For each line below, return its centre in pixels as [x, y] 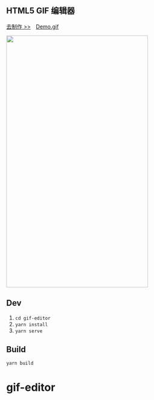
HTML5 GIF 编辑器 [41, 11]
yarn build [20, 363]
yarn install [31, 324]
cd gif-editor [33, 318]
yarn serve [29, 331]
